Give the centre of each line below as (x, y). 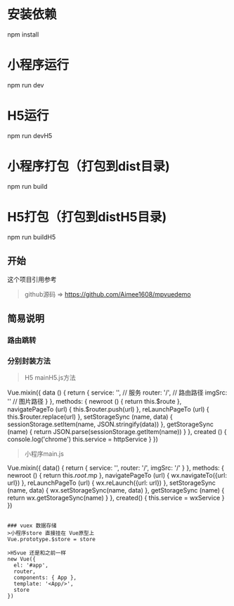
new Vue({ (22, 559)
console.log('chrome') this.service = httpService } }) (83, 439)
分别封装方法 (29, 361)
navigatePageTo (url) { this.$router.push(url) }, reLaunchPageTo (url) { (108, 409)
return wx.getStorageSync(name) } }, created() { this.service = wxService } (116, 498)
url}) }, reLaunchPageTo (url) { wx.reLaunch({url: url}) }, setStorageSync (112, 483)
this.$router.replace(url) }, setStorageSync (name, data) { (90, 417)
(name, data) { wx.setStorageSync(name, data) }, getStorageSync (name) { (116, 490)
